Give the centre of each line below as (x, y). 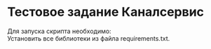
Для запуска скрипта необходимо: (59, 31)
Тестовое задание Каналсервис (106, 12)
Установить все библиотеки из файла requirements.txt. (89, 38)
